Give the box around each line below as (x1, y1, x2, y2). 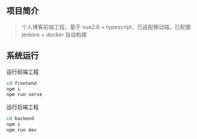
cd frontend (6, 80, 37, 86)
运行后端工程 (6, 103, 39, 111)
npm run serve (6, 91, 43, 98)
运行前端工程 (6, 68, 39, 75)
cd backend (6, 116, 34, 122)
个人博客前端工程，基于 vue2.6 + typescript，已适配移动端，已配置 (21, 23, 191, 31)
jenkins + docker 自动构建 (21, 31, 87, 38)
